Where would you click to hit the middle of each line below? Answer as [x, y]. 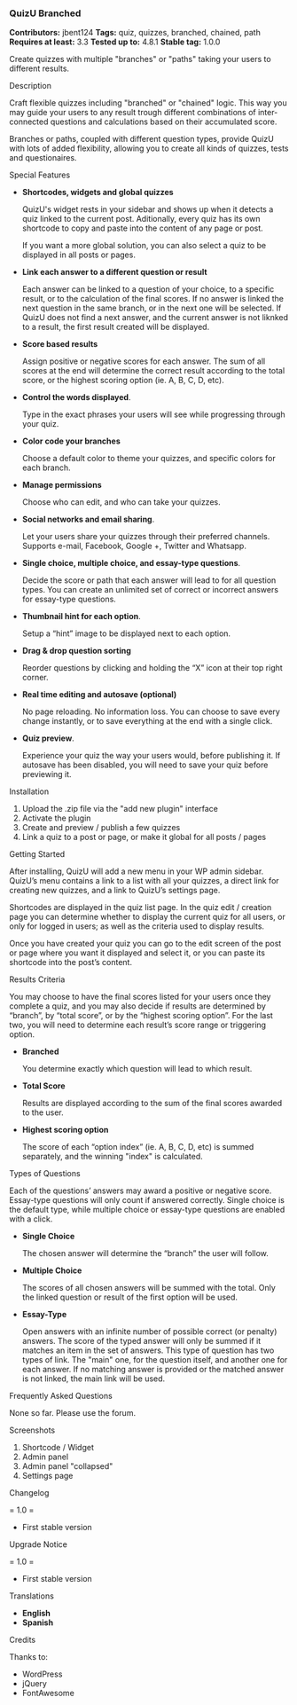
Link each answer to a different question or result [114, 272]
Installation [29, 791]
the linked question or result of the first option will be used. [129, 1297]
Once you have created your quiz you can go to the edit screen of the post [145, 944]
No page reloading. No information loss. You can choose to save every [151, 711]
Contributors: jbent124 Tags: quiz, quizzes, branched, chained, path [135, 33]
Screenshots [32, 1430]
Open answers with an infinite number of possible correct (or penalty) [149, 1332]
